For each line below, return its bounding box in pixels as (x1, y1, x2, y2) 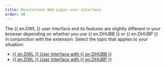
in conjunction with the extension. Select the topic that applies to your (5, 36, 148, 42)
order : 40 (5, 12, 26, 17)
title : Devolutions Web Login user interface (5, 7, 101, 12)
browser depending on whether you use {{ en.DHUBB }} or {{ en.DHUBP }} (5, 31, 158, 37)
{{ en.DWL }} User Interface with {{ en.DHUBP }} (12, 56, 112, 62)
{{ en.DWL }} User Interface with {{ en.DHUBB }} (12, 51, 112, 57)
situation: (5, 41, 24, 47)
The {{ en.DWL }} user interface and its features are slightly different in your (5, 25, 161, 31)
